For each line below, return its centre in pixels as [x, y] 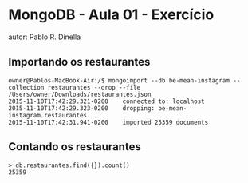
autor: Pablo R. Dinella [45, 37]
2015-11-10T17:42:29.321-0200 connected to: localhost [106, 101]
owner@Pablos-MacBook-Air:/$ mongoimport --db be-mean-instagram [119, 80]
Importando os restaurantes [79, 62]
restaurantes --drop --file [94, 87]
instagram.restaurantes [48, 115]
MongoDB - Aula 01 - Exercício [111, 15]
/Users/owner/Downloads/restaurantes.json [80, 94]
